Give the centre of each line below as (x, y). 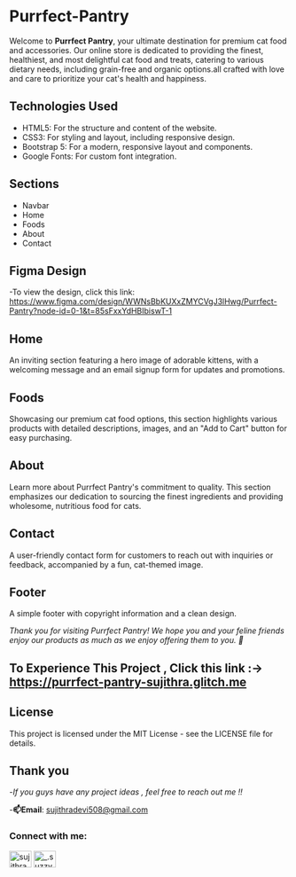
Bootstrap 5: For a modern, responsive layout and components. (137, 146)
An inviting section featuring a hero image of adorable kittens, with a (134, 360)
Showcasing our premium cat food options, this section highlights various (143, 419)
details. (23, 743)
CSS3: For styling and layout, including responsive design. (128, 137)
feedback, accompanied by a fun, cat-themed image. (106, 564)
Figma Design (48, 271)
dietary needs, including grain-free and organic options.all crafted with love (147, 69)
